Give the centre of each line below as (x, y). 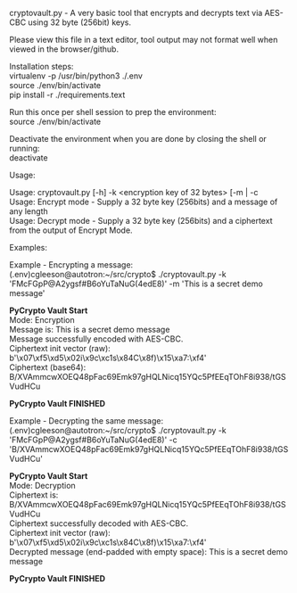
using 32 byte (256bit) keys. (80, 22)
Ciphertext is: (34, 495)
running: (25, 148)
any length (29, 211)
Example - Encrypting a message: (71, 265)
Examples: (28, 247)
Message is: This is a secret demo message (90, 329)
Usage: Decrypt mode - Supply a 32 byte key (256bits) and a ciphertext (141, 221)
